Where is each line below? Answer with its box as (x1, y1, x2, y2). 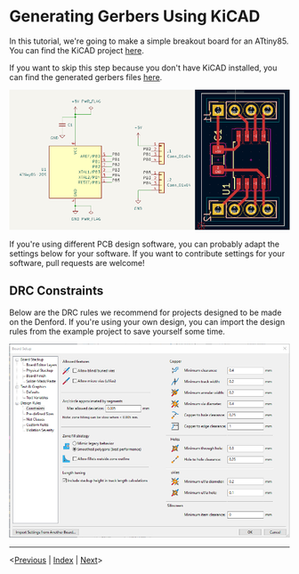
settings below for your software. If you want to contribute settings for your (9, 247, 286, 259)
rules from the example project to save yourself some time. (9, 326, 225, 336)
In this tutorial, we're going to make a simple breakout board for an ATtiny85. (9, 36, 289, 46)
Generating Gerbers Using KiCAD (9, 6, 261, 27)
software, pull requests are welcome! (9, 257, 145, 268)
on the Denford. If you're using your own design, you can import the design (9, 316, 286, 327)
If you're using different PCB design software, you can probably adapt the (9, 238, 280, 249)
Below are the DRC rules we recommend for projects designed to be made (9, 307, 282, 318)
